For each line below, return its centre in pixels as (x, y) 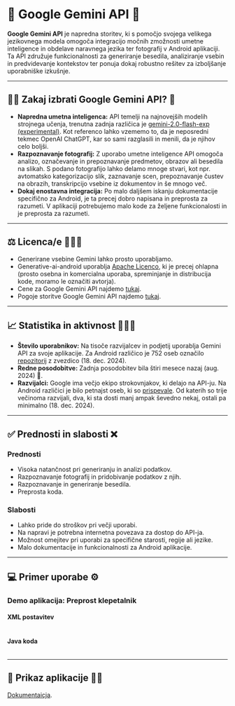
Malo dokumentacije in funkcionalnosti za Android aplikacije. (105, 548)
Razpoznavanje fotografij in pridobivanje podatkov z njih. (99, 477)
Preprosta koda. (41, 492)
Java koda (23, 641)
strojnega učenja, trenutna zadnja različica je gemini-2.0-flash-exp (113, 124)
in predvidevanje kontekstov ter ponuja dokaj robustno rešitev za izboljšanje (117, 63)
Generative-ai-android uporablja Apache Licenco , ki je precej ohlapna (118, 266)
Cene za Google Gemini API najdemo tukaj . (79, 288)
